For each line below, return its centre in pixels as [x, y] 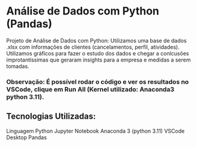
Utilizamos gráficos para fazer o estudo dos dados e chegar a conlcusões [98, 53]
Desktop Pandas [26, 137]
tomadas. [18, 66]
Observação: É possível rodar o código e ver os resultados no [98, 81]
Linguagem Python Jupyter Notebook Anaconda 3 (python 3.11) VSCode [95, 131]
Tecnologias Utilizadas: [51, 117]
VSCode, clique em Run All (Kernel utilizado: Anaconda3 [90, 89]
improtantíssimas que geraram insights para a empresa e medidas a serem [98, 60]
